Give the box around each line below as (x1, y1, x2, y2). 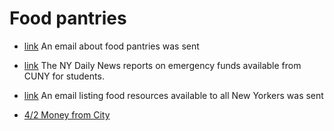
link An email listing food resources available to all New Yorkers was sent (23, 89, 324, 101)
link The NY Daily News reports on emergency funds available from (23, 59, 302, 71)
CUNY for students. (23, 70, 105, 82)
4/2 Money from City (23, 108, 111, 121)
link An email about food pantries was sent (23, 40, 200, 52)
